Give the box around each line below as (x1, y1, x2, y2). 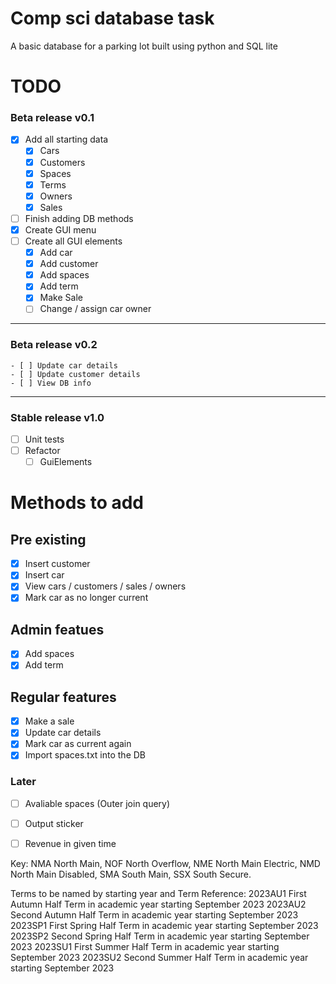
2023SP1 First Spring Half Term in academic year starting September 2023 (10, 919, 319, 931)
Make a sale (24, 715, 75, 727)
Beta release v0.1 (10, 111, 95, 125)
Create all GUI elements (24, 235, 123, 247)
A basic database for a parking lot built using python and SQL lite (10, 40, 278, 52)
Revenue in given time (24, 837, 117, 849)
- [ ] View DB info (10, 378, 92, 388)
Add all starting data (24, 133, 109, 146)
